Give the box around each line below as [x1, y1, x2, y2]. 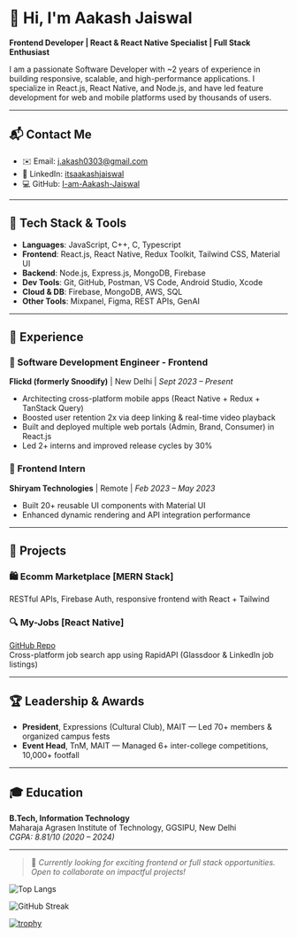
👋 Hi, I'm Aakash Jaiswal [9, 8, 193, 28]
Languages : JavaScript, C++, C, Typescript [21, 239, 181, 250]
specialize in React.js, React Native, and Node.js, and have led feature [9, 82, 263, 93]
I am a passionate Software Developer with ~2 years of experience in [9, 64, 261, 74]
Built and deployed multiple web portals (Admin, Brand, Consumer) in [21, 422, 275, 432]
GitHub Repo [9, 639, 56, 650]
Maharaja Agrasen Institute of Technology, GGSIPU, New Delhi [9, 823, 237, 833]
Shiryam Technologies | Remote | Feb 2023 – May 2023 [9, 483, 216, 493]
